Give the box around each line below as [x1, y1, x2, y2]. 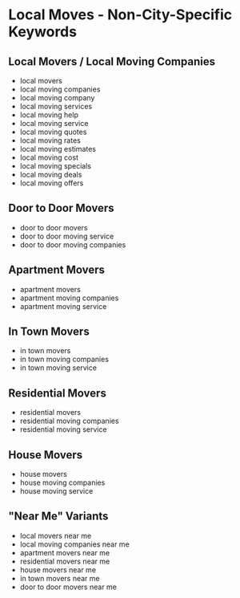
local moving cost [19, 153, 78, 162]
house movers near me [19, 564, 97, 575]
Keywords [8, 22, 78, 41]
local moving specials [19, 161, 92, 170]
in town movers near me [19, 573, 100, 583]
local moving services [19, 102, 93, 111]
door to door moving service [19, 231, 114, 241]
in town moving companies [19, 355, 110, 364]
